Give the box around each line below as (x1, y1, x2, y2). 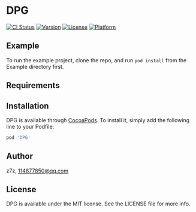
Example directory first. (6, 63, 64, 70)
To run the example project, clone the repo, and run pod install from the (6, 56, 187, 63)
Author (6, 151, 33, 162)
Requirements (6, 80, 60, 90)
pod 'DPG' (6, 134, 31, 141)
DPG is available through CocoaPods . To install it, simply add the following (6, 116, 190, 123)
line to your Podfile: (6, 123, 55, 130)
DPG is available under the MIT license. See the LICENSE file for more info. (6, 200, 191, 207)
